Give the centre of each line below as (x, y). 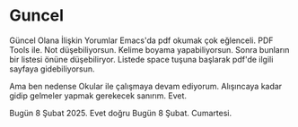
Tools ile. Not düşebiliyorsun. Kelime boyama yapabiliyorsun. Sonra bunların (149, 49)
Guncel (37, 16)
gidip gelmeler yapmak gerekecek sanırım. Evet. (98, 96)
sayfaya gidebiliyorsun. (53, 69)
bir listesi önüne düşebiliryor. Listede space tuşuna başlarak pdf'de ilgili (141, 59)
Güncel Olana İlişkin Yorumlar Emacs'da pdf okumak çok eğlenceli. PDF (141, 40)
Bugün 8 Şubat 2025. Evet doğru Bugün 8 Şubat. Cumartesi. (121, 113)
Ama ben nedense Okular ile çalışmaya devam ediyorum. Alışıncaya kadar (146, 86)
